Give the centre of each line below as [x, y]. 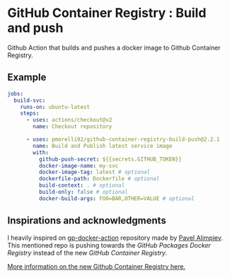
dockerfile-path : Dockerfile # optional [99, 179]
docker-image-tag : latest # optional [94, 172]
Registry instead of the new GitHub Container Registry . [87, 253]
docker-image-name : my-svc [79, 166]
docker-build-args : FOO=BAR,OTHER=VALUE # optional [116, 198]
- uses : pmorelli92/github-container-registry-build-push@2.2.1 [123, 139]
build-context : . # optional [82, 185]
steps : [30, 114]
